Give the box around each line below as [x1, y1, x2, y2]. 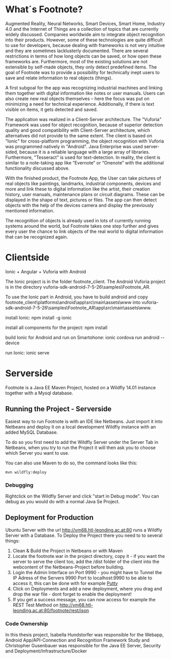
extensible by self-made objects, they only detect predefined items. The [5, 64, 157, 70]
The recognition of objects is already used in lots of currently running [5, 217, 151, 223]
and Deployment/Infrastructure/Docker [5, 648, 87, 654]
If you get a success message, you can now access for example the [12, 596, 156, 602]
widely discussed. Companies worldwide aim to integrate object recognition [5, 31, 165, 37]
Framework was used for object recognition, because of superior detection [5, 122, 163, 128]
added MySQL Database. [5, 429, 58, 435]
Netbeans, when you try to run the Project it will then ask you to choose [5, 444, 156, 451]
